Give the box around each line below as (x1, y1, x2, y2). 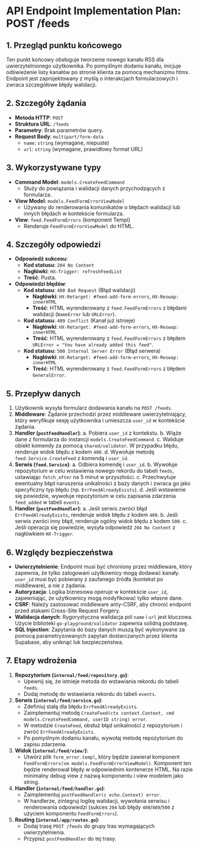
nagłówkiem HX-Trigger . (14, 530, 74, 537)
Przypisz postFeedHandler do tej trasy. (23, 835, 117, 842)
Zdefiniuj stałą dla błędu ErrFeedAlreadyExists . (23, 703, 138, 710)
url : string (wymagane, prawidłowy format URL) (23, 145, 143, 152)
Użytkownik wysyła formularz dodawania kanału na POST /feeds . (14, 404, 173, 412)
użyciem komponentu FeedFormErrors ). (23, 810, 118, 817)
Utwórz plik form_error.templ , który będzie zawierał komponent (23, 753, 180, 760)
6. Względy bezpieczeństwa (6, 547, 114, 557)
